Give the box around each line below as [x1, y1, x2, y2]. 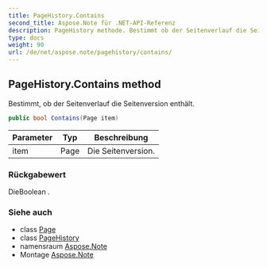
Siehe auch [8, 207, 53, 218]
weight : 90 [8, 41, 44, 49]
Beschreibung [94, 132, 149, 143]
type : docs [8, 33, 44, 42]
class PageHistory [19, 233, 79, 242]
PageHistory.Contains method [8, 78, 161, 91]
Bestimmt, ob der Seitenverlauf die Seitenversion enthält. [8, 98, 195, 108]
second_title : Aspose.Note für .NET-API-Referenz [8, 19, 176, 27]
